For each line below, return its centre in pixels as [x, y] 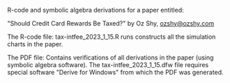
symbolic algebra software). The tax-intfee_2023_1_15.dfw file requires [108, 65]
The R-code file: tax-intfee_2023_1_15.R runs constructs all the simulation [112, 37]
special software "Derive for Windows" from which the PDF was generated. [116, 72]
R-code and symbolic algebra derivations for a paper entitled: [95, 10]
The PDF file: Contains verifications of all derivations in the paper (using [110, 57]
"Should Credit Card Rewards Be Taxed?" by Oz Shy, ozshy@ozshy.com [111, 23]
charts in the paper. [35, 44]
